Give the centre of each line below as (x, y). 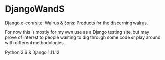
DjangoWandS (35, 9)
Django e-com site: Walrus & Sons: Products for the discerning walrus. (77, 23)
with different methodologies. (35, 42)
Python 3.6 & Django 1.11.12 (32, 52)
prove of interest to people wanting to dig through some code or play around (83, 37)
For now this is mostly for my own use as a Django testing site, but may (77, 32)
